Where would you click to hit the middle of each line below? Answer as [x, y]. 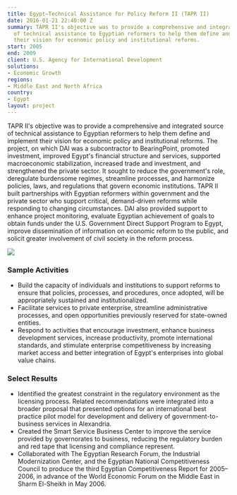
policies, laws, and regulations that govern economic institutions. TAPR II [113, 186]
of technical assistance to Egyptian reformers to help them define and [109, 133]
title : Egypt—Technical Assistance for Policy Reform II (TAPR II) [109, 14]
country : [20, 93]
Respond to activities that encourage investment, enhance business [116, 330]
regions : [20, 79]
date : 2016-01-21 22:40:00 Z [50, 20]
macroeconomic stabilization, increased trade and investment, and [104, 163]
